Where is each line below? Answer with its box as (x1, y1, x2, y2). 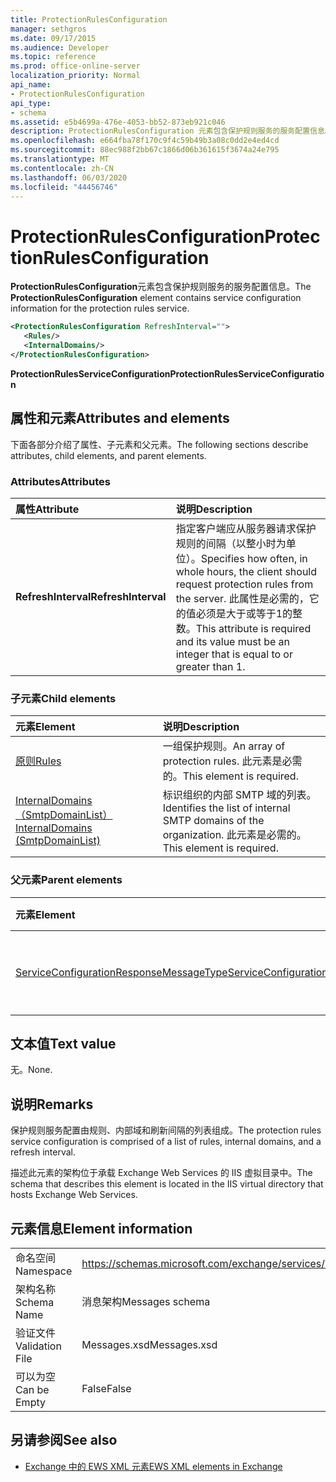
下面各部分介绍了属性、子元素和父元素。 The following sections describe (10, 438, 309, 450)
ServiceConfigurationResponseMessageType (15, 965, 228, 979)
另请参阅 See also (10, 1432, 118, 1449)
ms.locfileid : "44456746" (10, 182, 118, 192)
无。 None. (10, 1064, 53, 1076)
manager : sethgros (10, 24, 87, 34)
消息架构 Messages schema (81, 1294, 211, 1308)
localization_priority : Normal (10, 71, 141, 81)
